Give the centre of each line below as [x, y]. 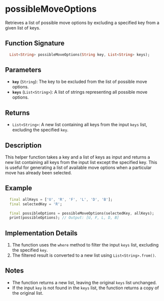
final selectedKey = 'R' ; [36, 204]
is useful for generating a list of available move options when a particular [78, 167]
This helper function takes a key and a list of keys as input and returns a [78, 157]
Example [19, 188]
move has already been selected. [38, 173]
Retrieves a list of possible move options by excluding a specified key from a [82, 23]
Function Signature [35, 43]
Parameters [23, 70]
